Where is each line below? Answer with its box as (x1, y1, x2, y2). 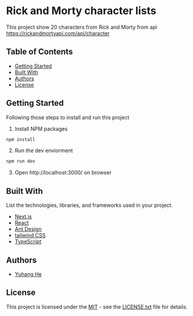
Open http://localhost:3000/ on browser (14, 169, 112, 176)
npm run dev (6, 159, 35, 164)
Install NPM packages (14, 125, 68, 132)
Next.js (14, 213, 32, 220)
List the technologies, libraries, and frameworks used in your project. (6, 201, 173, 209)
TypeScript (14, 238, 42, 245)
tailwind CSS (14, 232, 46, 239)
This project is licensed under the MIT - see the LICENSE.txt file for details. (6, 303, 188, 310)
